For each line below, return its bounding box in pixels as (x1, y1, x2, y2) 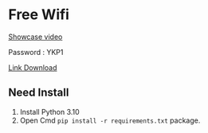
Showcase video (8, 32, 63, 41)
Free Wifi (8, 6, 70, 24)
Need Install (8, 86, 69, 100)
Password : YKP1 (8, 47, 64, 57)
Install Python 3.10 (19, 107, 80, 116)
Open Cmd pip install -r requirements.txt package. (19, 115, 201, 125)
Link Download (8, 62, 57, 72)
